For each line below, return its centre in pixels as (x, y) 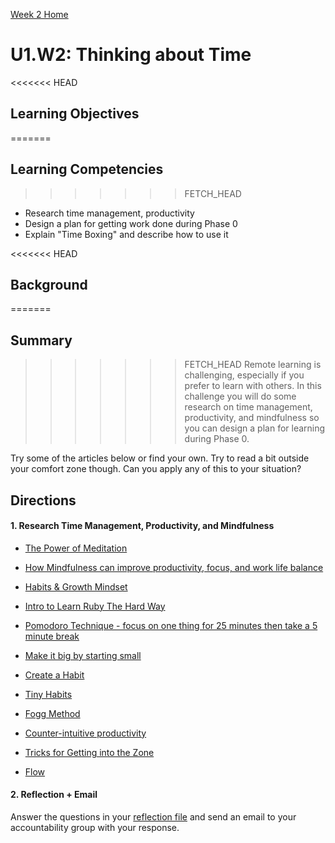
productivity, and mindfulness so (252, 418)
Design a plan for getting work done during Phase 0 (131, 223)
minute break (52, 636)
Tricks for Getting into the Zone (89, 752)
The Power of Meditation (76, 548)
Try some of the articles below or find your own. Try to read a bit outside (160, 458)
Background (49, 284)
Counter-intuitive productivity (85, 733)
